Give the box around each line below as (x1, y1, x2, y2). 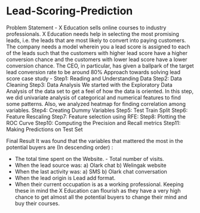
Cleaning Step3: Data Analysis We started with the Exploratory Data (6, 81, 173, 88)
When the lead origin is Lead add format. (14, 174, 116, 181)
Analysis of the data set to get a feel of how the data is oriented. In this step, (6, 87, 194, 95)
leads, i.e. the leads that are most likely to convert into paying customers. (6, 36, 186, 44)
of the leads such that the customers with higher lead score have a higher (6, 49, 188, 56)
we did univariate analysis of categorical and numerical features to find (6, 94, 181, 101)
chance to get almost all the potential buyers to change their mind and (14, 193, 187, 200)
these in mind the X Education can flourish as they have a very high (14, 187, 181, 194)
